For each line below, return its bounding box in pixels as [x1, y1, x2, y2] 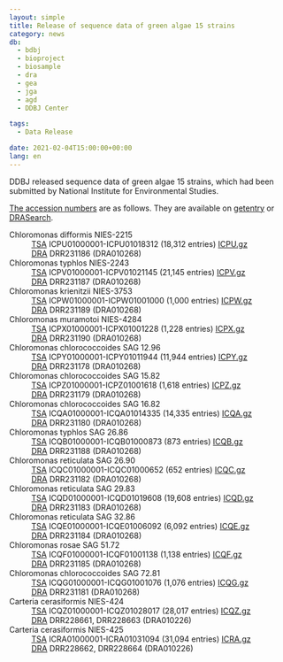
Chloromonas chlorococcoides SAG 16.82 [9, 398, 161, 409]
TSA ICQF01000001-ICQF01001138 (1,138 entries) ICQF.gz [31, 549, 242, 559]
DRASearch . [9, 212, 54, 222]
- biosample [17, 63, 62, 72]
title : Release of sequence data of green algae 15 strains [9, 21, 236, 30]
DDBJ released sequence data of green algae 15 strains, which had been [9, 176, 274, 187]
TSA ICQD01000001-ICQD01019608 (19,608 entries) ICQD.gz [31, 492, 254, 503]
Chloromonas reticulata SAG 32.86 [9, 511, 135, 522]
